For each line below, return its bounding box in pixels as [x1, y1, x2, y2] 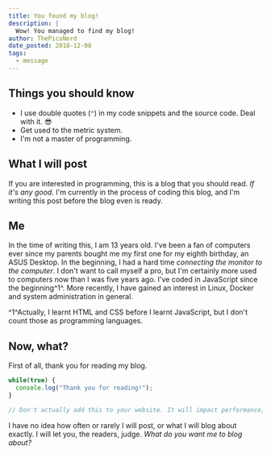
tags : [8, 49, 27, 57]
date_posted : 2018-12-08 [8, 42, 92, 50]
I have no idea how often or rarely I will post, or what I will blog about [8, 420, 237, 430]
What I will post [8, 157, 88, 171]
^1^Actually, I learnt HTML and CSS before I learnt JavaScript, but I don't [8, 307, 248, 317]
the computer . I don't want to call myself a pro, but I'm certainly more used [8, 266, 256, 276]
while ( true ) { [8, 377, 56, 385]
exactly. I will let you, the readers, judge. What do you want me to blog [8, 429, 243, 439]
